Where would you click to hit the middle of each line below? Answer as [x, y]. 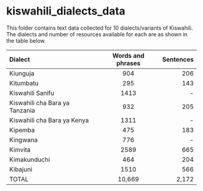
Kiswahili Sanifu [32, 93]
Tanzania [22, 110]
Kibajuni [21, 169]
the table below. [26, 40]
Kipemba [22, 130]
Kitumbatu [24, 83]
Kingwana [24, 140]
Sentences [178, 59]
